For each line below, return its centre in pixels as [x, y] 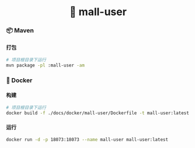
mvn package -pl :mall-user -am [45, 66]
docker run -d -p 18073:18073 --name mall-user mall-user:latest [87, 140]
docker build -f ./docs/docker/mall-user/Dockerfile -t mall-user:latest [98, 113]
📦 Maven [20, 30]
